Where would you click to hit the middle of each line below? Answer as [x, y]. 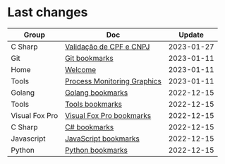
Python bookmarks [96, 150]
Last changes [48, 12]
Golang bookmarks [96, 93]
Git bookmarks [89, 58]
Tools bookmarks [93, 104]
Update [191, 35]
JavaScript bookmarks [102, 139]
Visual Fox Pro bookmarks [108, 115]
